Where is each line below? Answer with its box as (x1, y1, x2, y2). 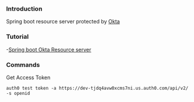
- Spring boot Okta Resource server (6, 46, 91, 53)
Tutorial (6, 33, 29, 41)
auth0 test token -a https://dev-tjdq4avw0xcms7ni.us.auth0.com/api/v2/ (6, 85, 189, 91)
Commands (6, 60, 40, 69)
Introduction (6, 5, 42, 13)
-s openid (6, 90, 31, 96)
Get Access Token (6, 74, 51, 81)
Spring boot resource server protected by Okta (6, 18, 120, 25)
